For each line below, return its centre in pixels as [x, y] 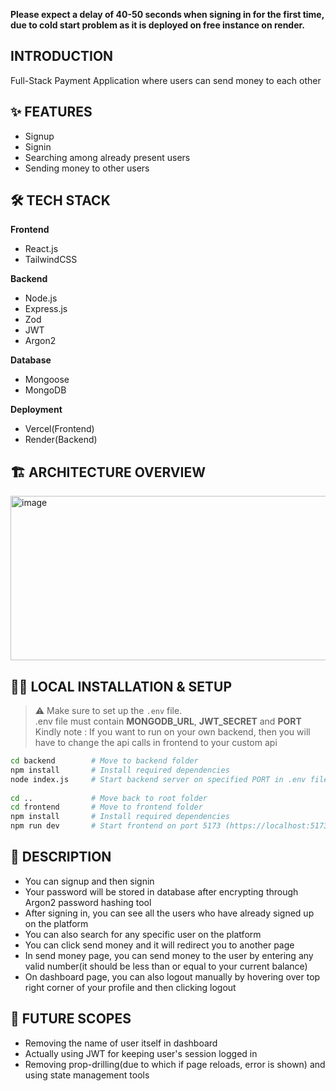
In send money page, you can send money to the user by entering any [169, 955]
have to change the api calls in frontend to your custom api [156, 743]
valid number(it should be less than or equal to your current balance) [166, 966]
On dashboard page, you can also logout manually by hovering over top [172, 976]
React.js [41, 249]
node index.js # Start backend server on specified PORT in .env [158, 779]
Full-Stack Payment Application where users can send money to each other [166, 80]
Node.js [41, 298]
